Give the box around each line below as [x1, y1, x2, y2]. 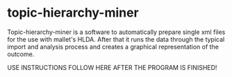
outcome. [7, 50, 35, 58]
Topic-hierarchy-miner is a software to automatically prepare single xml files [7, 28, 226, 36]
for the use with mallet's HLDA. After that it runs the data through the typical [7, 35, 225, 43]
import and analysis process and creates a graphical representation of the [7, 42, 219, 51]
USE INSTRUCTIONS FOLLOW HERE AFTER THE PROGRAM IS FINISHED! [7, 63, 217, 71]
